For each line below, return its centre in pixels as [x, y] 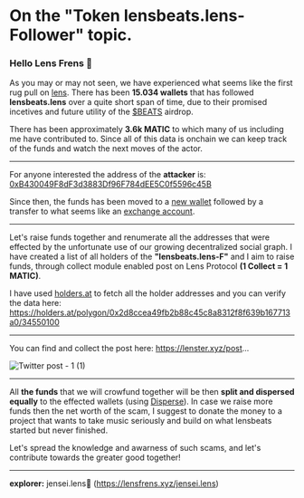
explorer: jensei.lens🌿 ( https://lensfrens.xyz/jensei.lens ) [114, 484]
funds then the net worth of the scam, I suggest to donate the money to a [146, 411]
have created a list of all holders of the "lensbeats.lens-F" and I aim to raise [152, 257]
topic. [110, 35]
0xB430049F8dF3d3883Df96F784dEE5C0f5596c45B [111, 184]
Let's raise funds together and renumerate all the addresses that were [139, 237]
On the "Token [65, 16]
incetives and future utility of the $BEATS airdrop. [102, 112]
